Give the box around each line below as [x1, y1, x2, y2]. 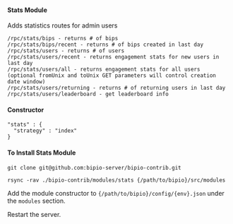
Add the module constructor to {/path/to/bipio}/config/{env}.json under [7, 189, 225, 197]
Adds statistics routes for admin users [7, 21, 118, 30]
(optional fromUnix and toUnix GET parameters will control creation [7, 72, 217, 79]
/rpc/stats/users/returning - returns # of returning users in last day [7, 85, 226, 92]
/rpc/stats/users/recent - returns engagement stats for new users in [7, 54, 220, 61]
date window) [7, 78, 46, 86]
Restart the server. [7, 210, 61, 218]
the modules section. [7, 196, 66, 205]
